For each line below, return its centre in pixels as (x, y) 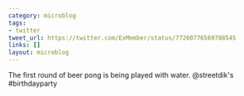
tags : (17, 23)
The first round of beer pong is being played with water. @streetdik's (121, 75)
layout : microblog (39, 52)
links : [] (25, 45)
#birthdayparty (33, 83)
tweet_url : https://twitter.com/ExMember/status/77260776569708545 (122, 38)
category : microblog (43, 15)
